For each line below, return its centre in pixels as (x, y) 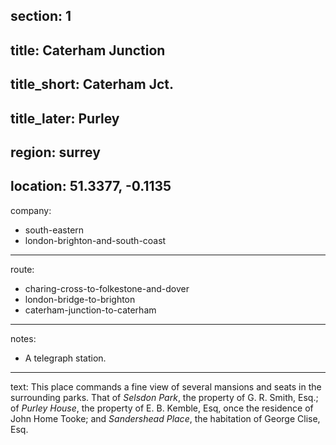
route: (22, 269)
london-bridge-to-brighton (80, 299)
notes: (23, 338)
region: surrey (55, 152)
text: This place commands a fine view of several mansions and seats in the (166, 386)
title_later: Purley (65, 118)
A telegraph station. (65, 358)
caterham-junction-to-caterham (90, 310)
